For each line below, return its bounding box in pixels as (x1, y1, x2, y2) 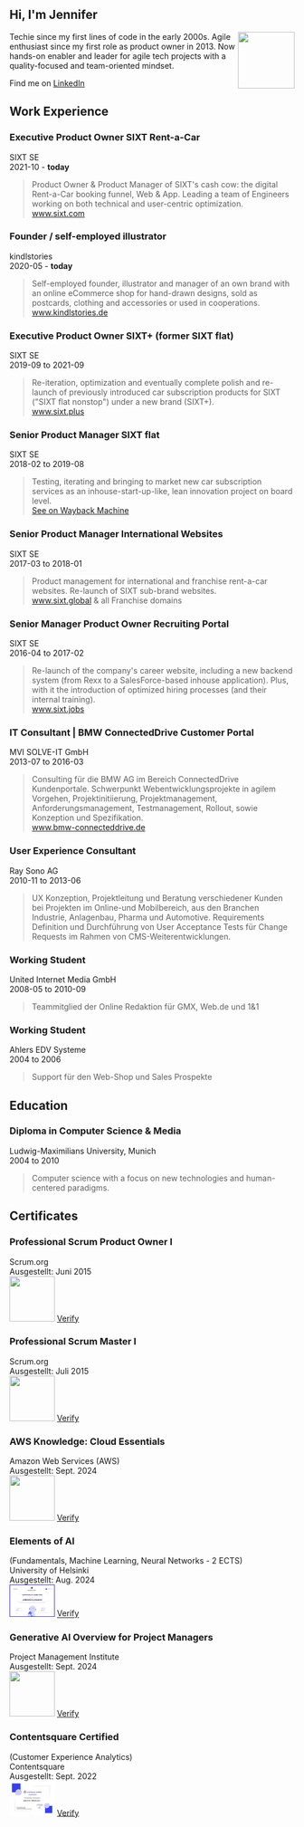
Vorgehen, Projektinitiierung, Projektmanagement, (31, 793, 218, 804)
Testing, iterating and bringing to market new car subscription (31, 476, 262, 487)
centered (31, 1181, 66, 1193)
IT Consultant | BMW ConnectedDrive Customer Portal (9, 726, 255, 739)
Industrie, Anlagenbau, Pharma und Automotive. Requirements (31, 912, 265, 923)
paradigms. (67, 1181, 110, 1193)
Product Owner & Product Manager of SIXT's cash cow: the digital (31, 178, 279, 189)
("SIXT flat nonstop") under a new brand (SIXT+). (31, 397, 214, 407)
